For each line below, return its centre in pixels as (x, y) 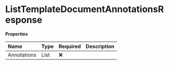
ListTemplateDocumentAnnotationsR (84, 9)
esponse (24, 20)
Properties (17, 34)
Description (100, 46)
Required (70, 46)
